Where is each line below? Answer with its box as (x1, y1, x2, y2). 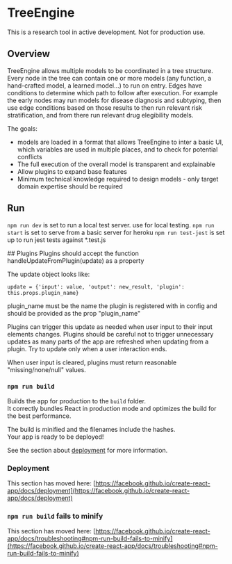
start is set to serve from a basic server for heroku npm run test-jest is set (7, 228, 225, 236)
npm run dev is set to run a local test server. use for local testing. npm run (7, 220, 215, 229)
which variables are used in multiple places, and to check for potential (17, 145, 218, 154)
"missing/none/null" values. (7, 365, 87, 373)
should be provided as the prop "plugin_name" (7, 309, 141, 317)
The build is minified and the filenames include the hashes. (7, 425, 176, 433)
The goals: (7, 124, 38, 133)
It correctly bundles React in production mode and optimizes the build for (7, 404, 217, 412)
